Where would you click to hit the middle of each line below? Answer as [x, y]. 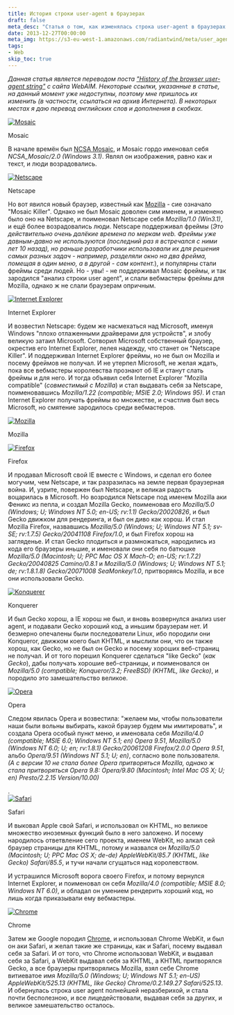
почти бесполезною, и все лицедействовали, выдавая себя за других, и [115, 998]
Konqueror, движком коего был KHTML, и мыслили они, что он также [111, 640]
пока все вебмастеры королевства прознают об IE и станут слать [106, 370]
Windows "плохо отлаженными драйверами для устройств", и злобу [109, 333]
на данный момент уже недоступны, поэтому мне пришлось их [103, 93]
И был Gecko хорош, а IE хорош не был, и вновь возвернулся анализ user [117, 619]
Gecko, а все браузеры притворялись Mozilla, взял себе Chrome [103, 968]
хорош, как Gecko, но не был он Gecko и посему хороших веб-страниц [114, 648]
